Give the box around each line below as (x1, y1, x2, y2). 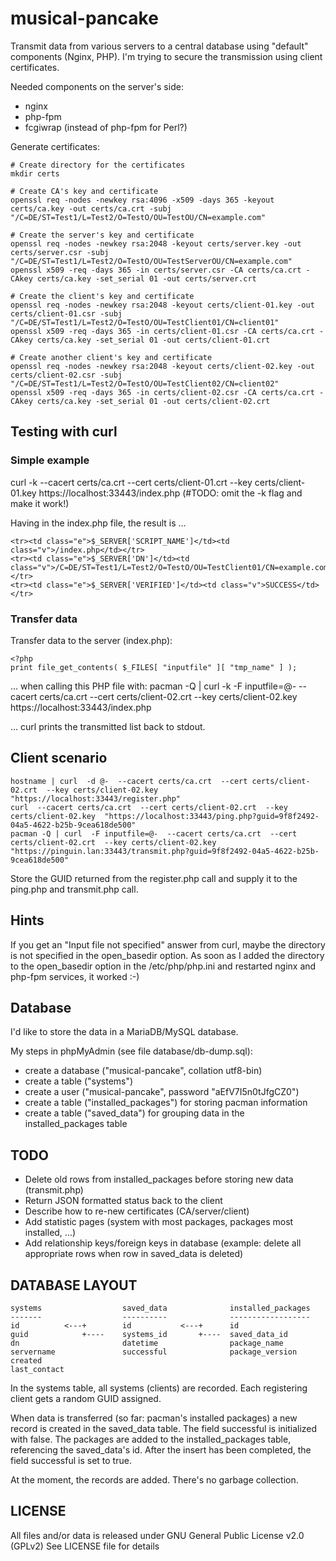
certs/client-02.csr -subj (10, 370, 123, 380)
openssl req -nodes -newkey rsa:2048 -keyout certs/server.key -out (10, 238, 302, 249)
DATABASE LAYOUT (10, 1277, 138, 1294)
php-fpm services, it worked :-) (10, 970, 140, 982)
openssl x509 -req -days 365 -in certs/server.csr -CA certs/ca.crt (10, 265, 302, 275)
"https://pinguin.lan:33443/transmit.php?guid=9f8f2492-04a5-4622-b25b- (10, 846, 320, 856)
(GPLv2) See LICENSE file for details (10, 1540, 160, 1552)
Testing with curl (10, 423, 118, 441)
